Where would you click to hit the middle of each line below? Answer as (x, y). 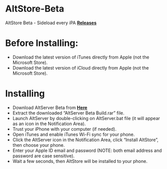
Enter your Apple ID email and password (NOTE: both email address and (87, 150)
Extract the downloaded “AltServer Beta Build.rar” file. (68, 113)
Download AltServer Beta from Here (50, 107)
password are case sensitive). (44, 156)
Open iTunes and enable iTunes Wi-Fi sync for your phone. (73, 134)
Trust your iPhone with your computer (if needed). (64, 129)
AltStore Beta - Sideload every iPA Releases (51, 23)
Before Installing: (42, 43)
